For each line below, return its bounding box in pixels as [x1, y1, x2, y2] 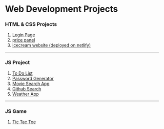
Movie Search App [12, 81, 50, 86]
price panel [12, 37, 35, 43]
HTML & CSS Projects [5, 21, 57, 28]
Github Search [12, 86, 41, 91]
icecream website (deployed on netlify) [12, 43, 91, 48]
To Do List [12, 70, 33, 76]
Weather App [12, 91, 39, 97]
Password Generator [12, 75, 54, 81]
